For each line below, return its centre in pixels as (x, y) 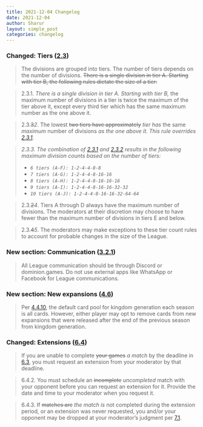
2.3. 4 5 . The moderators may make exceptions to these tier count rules (109, 230)
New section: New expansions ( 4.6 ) (60, 294)
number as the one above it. (56, 113)
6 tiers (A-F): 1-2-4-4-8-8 (65, 168)
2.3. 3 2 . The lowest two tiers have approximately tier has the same (103, 125)
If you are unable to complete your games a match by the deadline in (107, 355)
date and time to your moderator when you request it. (88, 393)
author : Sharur (25, 23)
